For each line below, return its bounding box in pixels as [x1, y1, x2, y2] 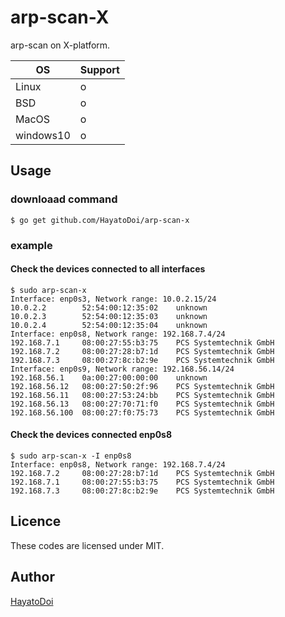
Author [10, 569, 55, 586]
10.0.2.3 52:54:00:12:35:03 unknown [10, 311, 208, 321]
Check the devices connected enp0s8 [10, 429, 173, 441]
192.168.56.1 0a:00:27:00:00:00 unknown [10, 372, 208, 383]
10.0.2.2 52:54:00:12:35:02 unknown [10, 302, 208, 313]
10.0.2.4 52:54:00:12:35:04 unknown [10, 320, 208, 330]
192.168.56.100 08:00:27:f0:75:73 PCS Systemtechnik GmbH [10, 407, 275, 418]
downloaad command [10, 192, 118, 206]
